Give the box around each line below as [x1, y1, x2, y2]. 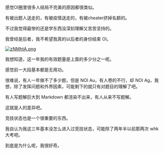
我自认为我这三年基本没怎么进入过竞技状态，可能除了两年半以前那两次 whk [5, 126, 159, 132]
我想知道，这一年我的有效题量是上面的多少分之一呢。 [5, 56, 114, 62]
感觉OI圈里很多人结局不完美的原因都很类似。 [5, 4, 97, 10]
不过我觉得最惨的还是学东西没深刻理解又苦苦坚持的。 [5, 25, 114, 31]
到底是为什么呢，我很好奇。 [5, 143, 62, 148]
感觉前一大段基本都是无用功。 [5, 67, 66, 73]
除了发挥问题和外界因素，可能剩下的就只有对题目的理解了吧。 [13, 83, 140, 89]
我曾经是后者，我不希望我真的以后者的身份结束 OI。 [5, 36, 111, 42]
